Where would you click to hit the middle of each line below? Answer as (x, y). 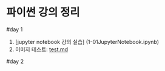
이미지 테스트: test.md (42, 49)
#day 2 (15, 61)
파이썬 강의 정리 (43, 12)
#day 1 (15, 29)
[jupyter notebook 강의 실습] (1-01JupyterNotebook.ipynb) (87, 42)
